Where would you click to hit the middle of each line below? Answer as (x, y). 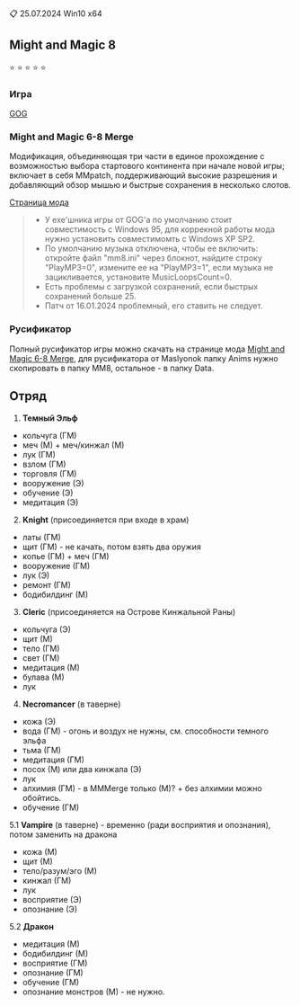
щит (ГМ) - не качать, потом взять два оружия (112, 547)
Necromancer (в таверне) (71, 704)
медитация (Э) (50, 502)
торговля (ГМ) (49, 473)
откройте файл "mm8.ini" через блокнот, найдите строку (154, 258)
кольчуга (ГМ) (49, 435)
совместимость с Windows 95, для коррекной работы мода (160, 229)
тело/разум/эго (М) (59, 870)
